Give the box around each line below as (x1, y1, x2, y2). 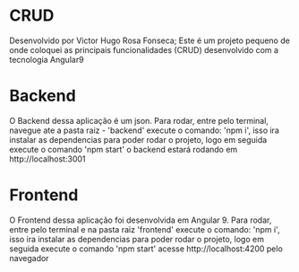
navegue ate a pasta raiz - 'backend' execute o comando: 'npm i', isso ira (9, 125, 279, 136)
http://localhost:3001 (9, 154, 86, 164)
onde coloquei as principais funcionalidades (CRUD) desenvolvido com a (9, 44, 279, 55)
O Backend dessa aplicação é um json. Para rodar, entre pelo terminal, (9, 115, 269, 126)
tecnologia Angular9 (9, 54, 84, 65)
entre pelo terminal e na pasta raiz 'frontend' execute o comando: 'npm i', (9, 224, 280, 234)
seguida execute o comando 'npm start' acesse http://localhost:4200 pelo (9, 243, 284, 254)
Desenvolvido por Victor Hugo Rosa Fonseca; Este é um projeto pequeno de (9, 35, 291, 46)
